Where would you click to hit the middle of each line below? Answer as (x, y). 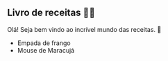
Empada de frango (44, 43)
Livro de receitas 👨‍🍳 (51, 13)
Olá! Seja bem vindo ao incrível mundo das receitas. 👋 (84, 29)
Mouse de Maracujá (46, 50)
